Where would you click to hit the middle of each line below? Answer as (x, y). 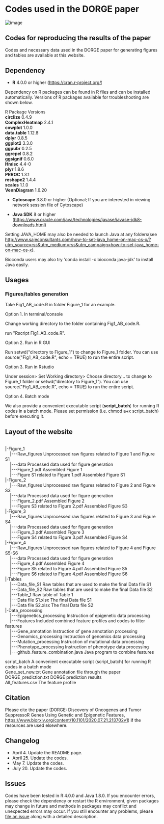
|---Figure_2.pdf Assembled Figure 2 (47, 501)
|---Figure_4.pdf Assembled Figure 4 (47, 563)
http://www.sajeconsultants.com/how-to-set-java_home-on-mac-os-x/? (78, 239)
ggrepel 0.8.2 (19, 154)
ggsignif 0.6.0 (20, 159)
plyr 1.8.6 (14, 169)
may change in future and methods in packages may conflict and (71, 806)
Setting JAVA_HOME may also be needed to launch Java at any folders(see (81, 234)
